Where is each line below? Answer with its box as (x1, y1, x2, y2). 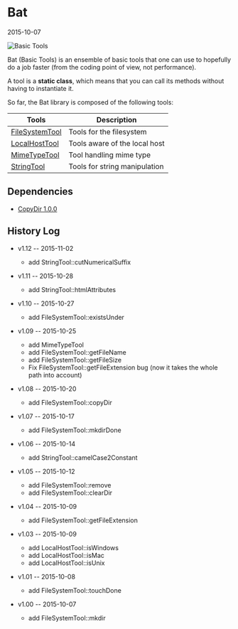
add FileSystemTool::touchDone (28, 586, 122, 594)
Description (96, 114, 137, 124)
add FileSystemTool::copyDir (28, 398, 112, 407)
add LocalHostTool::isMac (28, 551, 105, 559)
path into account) (28, 370, 82, 379)
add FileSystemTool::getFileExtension (28, 516, 139, 525)
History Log (7, 225, 60, 237)
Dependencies (7, 186, 73, 198)
